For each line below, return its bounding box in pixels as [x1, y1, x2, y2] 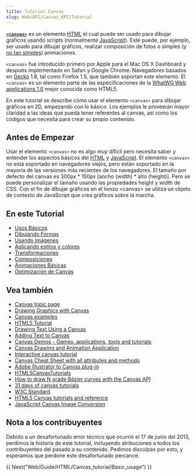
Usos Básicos [14, 224, 48, 232]
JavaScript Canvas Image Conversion [14, 400, 105, 407]
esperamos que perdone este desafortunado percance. [6, 452, 140, 459]
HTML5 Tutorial [14, 319, 53, 326]
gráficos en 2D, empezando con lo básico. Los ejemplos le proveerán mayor [6, 103, 190, 110]
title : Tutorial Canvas [6, 8, 64, 15]
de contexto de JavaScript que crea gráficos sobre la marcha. [6, 192, 156, 199]
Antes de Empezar [6, 132, 75, 142]
